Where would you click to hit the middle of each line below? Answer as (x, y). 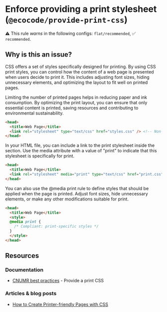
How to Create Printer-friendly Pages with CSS (60, 304)
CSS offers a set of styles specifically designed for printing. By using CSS (81, 66)
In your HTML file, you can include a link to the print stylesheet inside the (80, 145)
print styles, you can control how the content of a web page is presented (80, 72)
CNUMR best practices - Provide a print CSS (58, 281)
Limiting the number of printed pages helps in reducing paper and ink (76, 97)
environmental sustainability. (34, 113)
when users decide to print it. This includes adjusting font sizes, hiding (78, 77)
